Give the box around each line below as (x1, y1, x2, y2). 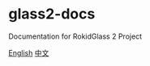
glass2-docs (8, 5, 96, 23)
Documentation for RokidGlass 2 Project (8, 31, 143, 41)
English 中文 (8, 47, 49, 57)
